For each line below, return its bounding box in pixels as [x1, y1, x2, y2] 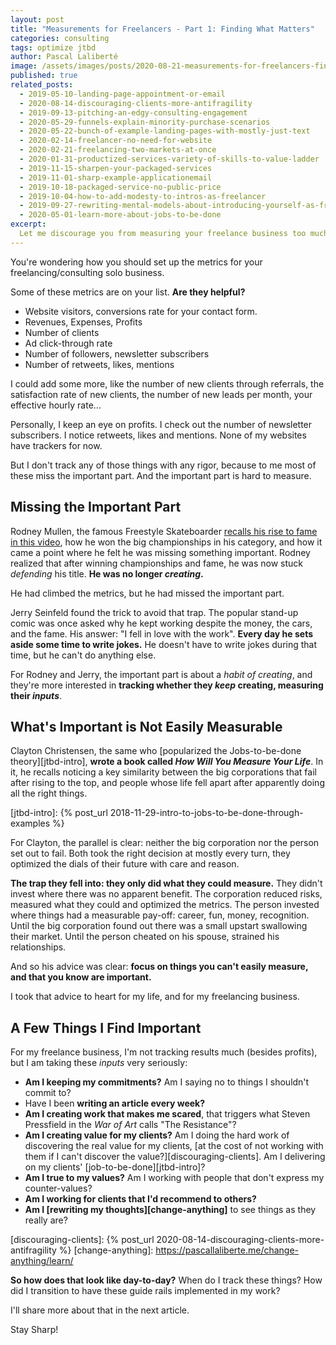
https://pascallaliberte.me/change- [155, 1244, 300, 1256]
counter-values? [24, 1182, 93, 1195]
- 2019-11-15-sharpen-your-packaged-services [19, 163, 213, 173]
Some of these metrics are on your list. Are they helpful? [10, 286, 246, 298]
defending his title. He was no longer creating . [10, 567, 204, 580]
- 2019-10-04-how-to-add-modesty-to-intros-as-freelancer [19, 191, 267, 201]
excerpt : [10, 219, 47, 230]
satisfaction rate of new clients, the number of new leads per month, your [10, 388, 313, 400]
